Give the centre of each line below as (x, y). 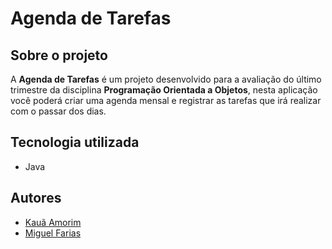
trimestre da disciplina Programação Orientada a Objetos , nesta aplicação (164, 90)
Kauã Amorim (53, 222)
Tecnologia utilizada (75, 142)
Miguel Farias (53, 233)
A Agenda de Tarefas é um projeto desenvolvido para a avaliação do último (166, 79)
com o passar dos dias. (58, 111)
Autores (36, 198)
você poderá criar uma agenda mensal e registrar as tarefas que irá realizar (166, 100)
